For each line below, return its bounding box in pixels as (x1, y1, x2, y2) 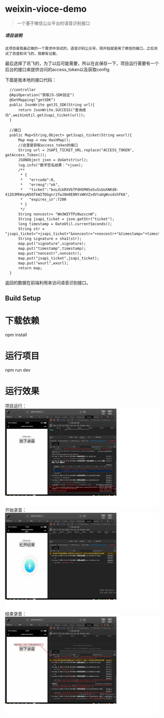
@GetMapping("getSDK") (9, 97, 56, 102)
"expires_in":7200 (29, 197, 67, 202)
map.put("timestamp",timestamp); (18, 246, 86, 251)
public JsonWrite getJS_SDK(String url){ (9, 102, 95, 107)
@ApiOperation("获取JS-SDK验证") (9, 92, 75, 98)
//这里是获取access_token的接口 (18, 143, 78, 148)
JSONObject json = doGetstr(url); (18, 157, 89, 162)
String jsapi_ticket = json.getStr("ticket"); (18, 217, 115, 222)
